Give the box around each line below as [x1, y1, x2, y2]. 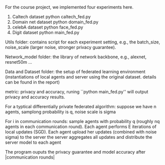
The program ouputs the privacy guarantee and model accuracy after [5, 149, 146, 155]
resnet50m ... [5, 59, 33, 65]
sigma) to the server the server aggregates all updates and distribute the [5, 134, 153, 140]
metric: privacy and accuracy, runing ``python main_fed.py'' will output [5, 89, 149, 94]
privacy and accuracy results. [5, 94, 66, 100]
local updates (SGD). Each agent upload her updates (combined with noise [5, 129, 157, 135]
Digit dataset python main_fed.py [12, 30, 80, 35]
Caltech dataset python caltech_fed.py [12, 14, 91, 19]
